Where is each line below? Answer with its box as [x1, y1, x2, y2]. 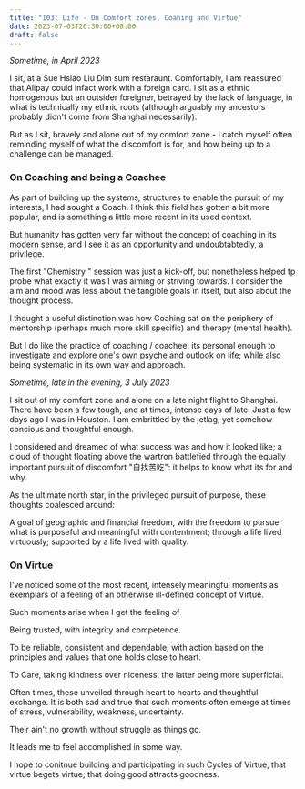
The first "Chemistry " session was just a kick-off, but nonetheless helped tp [9, 266, 296, 277]
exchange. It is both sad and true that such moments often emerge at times [9, 696, 291, 707]
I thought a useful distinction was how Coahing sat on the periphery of [9, 312, 274, 323]
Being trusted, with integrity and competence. [9, 624, 182, 635]
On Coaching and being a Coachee [9, 171, 167, 184]
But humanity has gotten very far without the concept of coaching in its [9, 228, 277, 239]
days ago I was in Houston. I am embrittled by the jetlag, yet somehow [9, 413, 273, 424]
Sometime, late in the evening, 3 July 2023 [9, 377, 170, 388]
